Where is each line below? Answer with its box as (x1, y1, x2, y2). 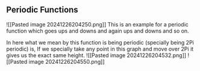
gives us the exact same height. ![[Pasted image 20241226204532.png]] (6, 51, 187, 59)
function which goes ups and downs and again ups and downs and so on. (6, 27, 189, 34)
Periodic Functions (6, 5, 78, 15)
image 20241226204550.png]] (28, 58, 105, 65)
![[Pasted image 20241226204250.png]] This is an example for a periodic (6, 20, 189, 28)
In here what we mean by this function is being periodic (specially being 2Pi (6, 39, 194, 46)
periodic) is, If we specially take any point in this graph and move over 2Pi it (6, 45, 194, 52)
